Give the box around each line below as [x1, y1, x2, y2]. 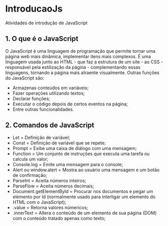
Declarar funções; [12, 95, 51, 101]
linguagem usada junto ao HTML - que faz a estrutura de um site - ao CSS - [5, 59, 163, 65]
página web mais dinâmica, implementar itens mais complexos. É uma [5, 53, 151, 59]
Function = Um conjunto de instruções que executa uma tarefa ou [12, 150, 150, 157]
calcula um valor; [12, 156, 49, 162]
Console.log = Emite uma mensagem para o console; [12, 161, 123, 167]
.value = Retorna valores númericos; [12, 204, 89, 210]
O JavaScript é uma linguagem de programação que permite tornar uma [5, 48, 156, 54]
